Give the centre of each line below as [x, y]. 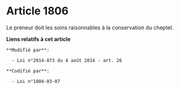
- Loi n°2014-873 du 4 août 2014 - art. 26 [67, 60]
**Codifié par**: [28, 71]
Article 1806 [38, 11]
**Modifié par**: [28, 50]
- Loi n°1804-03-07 [36, 81]
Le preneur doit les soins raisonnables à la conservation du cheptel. [90, 27]
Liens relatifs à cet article [38, 39]
